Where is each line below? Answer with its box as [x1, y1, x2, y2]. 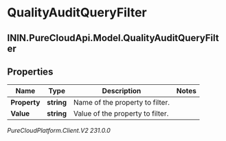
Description [102, 86, 142, 96]
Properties [7, 66, 54, 77]
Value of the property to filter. [73, 109, 169, 118]
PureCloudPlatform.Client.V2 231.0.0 [7, 127, 111, 135]
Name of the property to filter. [73, 98, 170, 107]
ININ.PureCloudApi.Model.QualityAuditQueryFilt [7, 32, 219, 44]
